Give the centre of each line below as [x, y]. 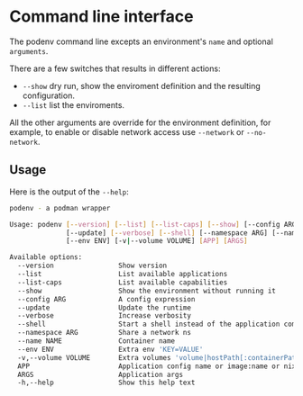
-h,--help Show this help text [106, 383]
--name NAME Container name [96, 341]
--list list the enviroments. [73, 104]
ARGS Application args [100, 374]
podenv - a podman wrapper [60, 208]
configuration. [48, 95]
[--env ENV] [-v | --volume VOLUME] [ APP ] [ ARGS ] [157, 241]
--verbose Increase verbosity [105, 316]
